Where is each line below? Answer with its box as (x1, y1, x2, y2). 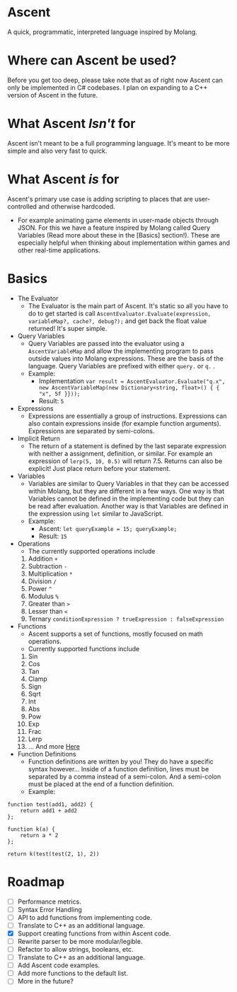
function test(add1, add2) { (7, 800, 93, 808)
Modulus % (28, 592, 59, 600)
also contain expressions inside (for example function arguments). (28, 419, 221, 428)
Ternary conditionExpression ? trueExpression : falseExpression (28, 614, 224, 623)
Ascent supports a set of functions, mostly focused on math (28, 629, 204, 638)
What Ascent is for (7, 171, 120, 187)
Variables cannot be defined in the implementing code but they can (28, 494, 224, 503)
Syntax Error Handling (17, 905, 83, 914)
